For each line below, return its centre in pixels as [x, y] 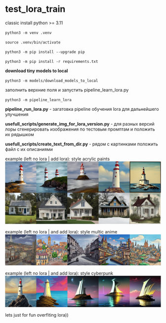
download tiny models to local [37, 71]
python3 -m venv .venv [28, 33]
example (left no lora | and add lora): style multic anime [61, 231]
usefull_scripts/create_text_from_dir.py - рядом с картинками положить [82, 144]
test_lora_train [35, 9]
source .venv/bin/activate [33, 42]
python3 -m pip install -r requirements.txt [52, 61]
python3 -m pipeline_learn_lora [38, 100]
